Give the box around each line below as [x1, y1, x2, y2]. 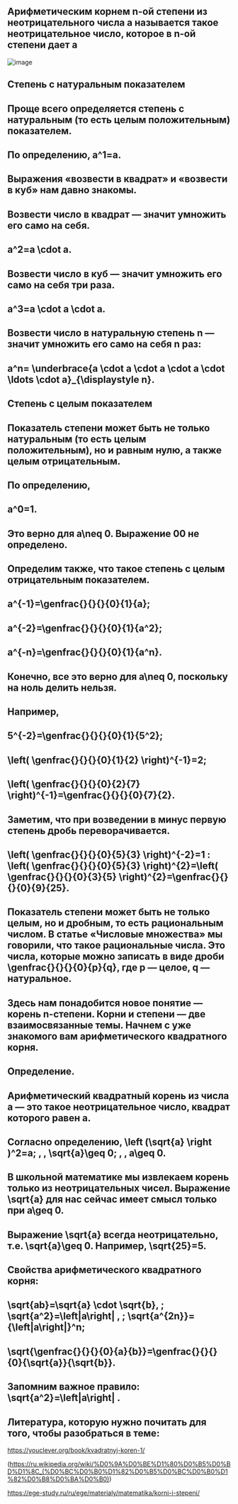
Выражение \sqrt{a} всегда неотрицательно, [7, 1228, 218, 1240]
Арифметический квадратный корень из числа [7, 1090, 229, 1102]
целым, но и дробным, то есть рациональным [7, 917, 224, 929]
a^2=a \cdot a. [7, 244, 72, 256]
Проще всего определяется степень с [7, 102, 184, 114]
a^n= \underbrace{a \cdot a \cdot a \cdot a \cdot [7, 362, 225, 374]
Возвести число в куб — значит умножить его [7, 268, 222, 280]
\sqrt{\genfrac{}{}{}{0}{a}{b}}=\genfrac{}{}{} [7, 1346, 218, 1358]
